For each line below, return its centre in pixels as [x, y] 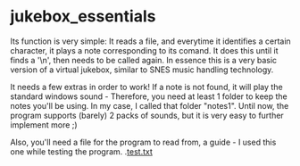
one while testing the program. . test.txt [81, 151]
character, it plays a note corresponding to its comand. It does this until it [145, 50]
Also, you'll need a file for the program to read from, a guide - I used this [143, 142]
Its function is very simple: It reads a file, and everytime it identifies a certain [150, 41]
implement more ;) [44, 124]
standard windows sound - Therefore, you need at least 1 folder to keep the [149, 96]
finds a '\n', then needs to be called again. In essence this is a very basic [144, 60]
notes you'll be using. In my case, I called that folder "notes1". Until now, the [150, 105]
